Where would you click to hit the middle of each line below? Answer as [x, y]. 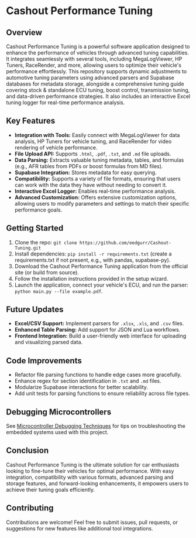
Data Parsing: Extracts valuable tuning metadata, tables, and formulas [99, 160]
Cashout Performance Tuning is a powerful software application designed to [98, 46]
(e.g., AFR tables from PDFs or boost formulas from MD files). [89, 166]
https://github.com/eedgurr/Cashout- [125, 243]
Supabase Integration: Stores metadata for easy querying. [85, 172]
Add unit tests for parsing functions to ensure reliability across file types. [102, 393]
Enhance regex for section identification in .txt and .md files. [88, 381]
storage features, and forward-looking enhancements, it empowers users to [97, 483]
